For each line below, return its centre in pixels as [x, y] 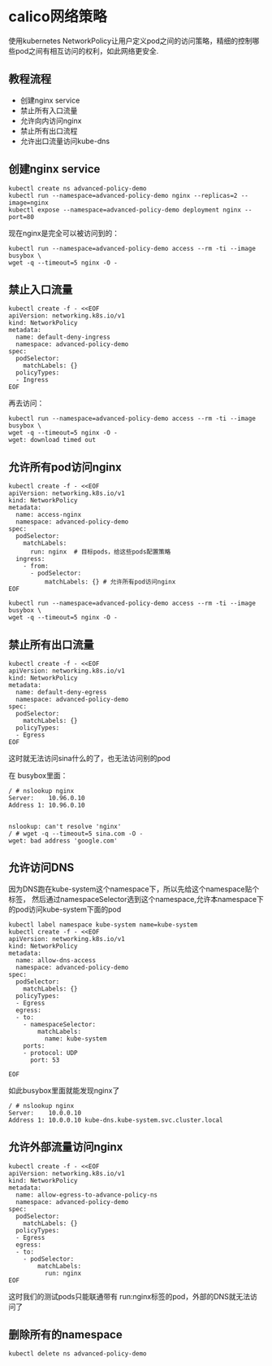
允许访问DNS [41, 868]
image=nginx [28, 203]
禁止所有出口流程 [49, 130]
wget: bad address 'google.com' [63, 841]
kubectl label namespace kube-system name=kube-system [103, 925]
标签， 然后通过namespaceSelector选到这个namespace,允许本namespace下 [136, 899]
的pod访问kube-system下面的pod [65, 909]
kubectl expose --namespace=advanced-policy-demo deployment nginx [125, 210]
